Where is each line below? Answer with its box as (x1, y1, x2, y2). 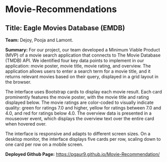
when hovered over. (5, 121, 47, 127)
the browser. (5, 79, 32, 85)
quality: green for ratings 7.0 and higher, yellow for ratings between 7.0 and (5, 105, 161, 111)
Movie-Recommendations (5, 4, 117, 15)
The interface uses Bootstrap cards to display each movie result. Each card (5, 89, 162, 94)
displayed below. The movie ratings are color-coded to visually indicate (5, 99, 154, 105)
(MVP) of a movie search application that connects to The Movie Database (5, 52, 161, 58)
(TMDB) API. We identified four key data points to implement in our (5, 58, 144, 64)
